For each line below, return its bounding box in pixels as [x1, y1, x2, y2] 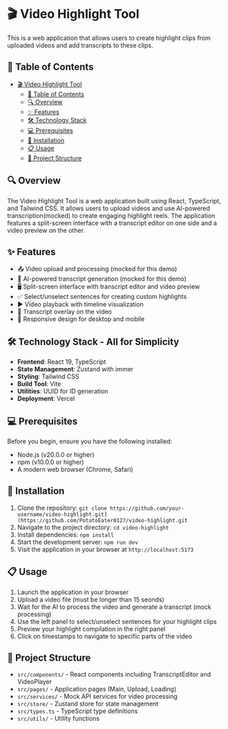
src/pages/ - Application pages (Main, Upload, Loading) [17, 685, 177, 693]
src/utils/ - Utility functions [17, 714, 100, 723]
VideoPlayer [17, 678, 52, 686]
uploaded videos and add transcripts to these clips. [7, 41, 153, 49]
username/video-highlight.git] [17, 510, 108, 518]
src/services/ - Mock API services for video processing [17, 692, 178, 701]
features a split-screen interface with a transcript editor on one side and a [7, 219, 218, 227]
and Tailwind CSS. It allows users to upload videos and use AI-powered [7, 204, 211, 212]
